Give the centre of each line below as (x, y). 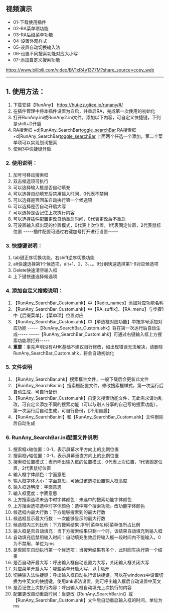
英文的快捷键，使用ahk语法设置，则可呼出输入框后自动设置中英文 (94, 581)
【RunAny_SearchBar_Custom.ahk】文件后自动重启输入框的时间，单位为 (88, 600)
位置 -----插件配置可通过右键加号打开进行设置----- (65, 231)
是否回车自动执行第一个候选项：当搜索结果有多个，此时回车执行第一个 (86, 550)
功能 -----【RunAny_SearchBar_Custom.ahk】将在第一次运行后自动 (87, 328)
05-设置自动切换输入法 (37, 47)
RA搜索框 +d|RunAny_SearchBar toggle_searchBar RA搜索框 (75, 130)
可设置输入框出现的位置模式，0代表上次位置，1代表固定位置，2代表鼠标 (87, 225)
